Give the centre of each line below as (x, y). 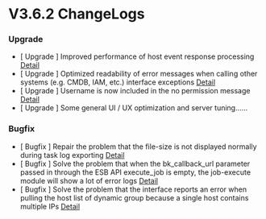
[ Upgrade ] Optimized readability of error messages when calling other (139, 74)
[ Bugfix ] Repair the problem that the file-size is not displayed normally (138, 147)
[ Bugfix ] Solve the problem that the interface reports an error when (133, 189)
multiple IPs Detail (50, 206)
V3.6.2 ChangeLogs (77, 14)
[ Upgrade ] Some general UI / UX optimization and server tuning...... (134, 108)
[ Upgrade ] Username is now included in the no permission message (135, 91)
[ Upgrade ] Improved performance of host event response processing (137, 56)
